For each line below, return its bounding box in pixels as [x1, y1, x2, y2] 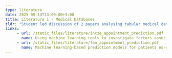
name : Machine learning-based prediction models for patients [21, 45, 157, 50]
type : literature [5, 7, 42, 13]
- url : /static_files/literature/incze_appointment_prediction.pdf [16, 31, 164, 36]
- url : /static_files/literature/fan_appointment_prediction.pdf [16, 40, 159, 45]
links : [5, 26, 19, 31]
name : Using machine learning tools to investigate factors [21, 36, 153, 41]
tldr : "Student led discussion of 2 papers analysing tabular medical [5, 21, 159, 27]
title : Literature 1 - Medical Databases [5, 17, 95, 22]
